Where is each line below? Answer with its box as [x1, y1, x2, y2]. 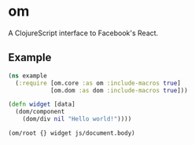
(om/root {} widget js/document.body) [8, 129, 135, 137]
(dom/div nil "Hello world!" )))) [22, 115, 132, 123]
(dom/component [15, 108, 65, 116]
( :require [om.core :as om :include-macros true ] [15, 79, 181, 87]
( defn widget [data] [8, 100, 76, 108]
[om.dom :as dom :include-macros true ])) [50, 86, 189, 94]
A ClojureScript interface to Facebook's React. [8, 28, 159, 38]
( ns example [8, 71, 47, 80]
